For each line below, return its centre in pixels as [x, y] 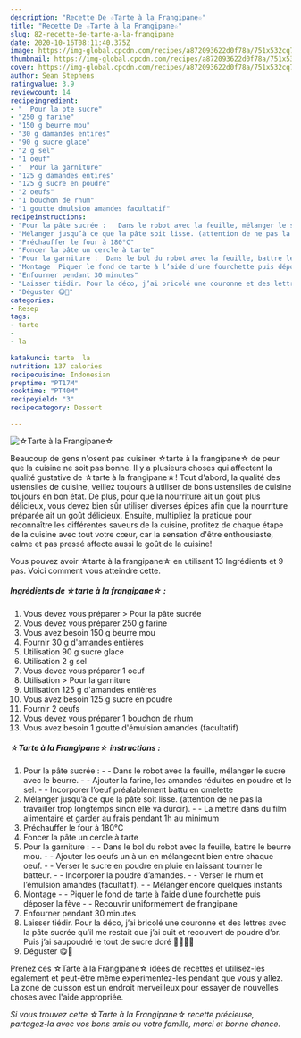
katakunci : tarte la [50, 358]
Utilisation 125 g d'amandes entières [90, 689]
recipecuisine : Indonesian [60, 375]
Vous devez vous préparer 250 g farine [95, 623]
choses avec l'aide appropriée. [67, 997]
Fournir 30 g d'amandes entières [83, 642]
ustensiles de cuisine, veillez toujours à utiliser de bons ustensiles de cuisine [151, 486]
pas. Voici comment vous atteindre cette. [86, 570]
